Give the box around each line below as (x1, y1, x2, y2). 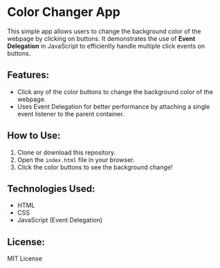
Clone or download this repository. (17, 148, 116, 157)
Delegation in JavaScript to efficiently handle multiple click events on (7, 42, 205, 50)
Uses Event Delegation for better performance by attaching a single (17, 102, 210, 111)
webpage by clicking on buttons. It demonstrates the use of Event (7, 34, 196, 42)
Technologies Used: (7, 183, 95, 195)
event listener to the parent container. (17, 109, 125, 118)
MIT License (7, 254, 43, 263)
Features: (7, 69, 50, 81)
